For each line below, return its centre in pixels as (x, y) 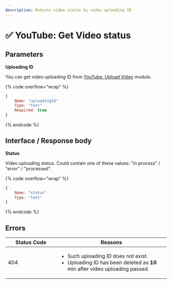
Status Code (31, 243)
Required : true (31, 111)
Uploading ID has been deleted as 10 (112, 263)
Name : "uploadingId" (36, 101)
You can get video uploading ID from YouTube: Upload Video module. (79, 77)
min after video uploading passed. (108, 269)
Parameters (24, 54)
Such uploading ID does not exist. (108, 256)
